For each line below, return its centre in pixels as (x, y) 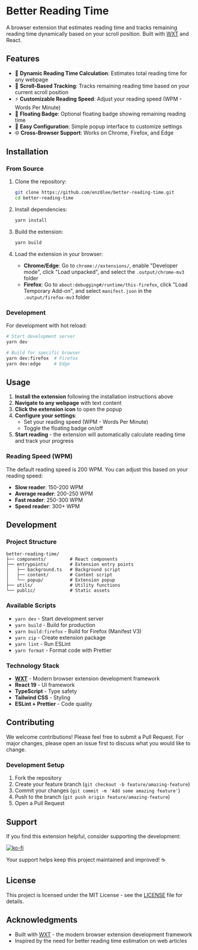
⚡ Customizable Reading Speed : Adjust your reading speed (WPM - (98, 99)
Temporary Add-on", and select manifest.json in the (88, 290)
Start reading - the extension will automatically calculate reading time (100, 435)
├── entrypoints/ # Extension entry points (70, 565)
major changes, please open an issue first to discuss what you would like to (98, 743)
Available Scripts (31, 605)
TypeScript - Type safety (46, 691)
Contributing (30, 722)
